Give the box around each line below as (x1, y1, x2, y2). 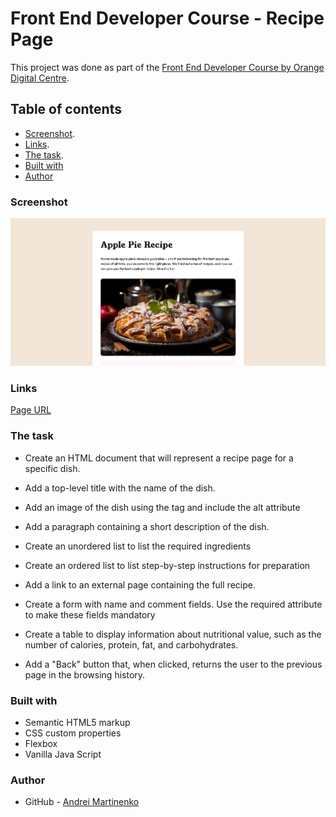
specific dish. (24, 462, 81, 474)
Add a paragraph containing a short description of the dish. (24, 520, 270, 532)
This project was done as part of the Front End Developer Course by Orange (10, 61, 325, 73)
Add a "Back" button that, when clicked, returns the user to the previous (24, 658, 323, 670)
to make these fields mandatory (24, 608, 156, 621)
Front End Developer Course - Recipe (10, 7, 325, 30)
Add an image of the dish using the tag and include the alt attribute (24, 501, 301, 513)
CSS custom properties (24, 727, 122, 739)
